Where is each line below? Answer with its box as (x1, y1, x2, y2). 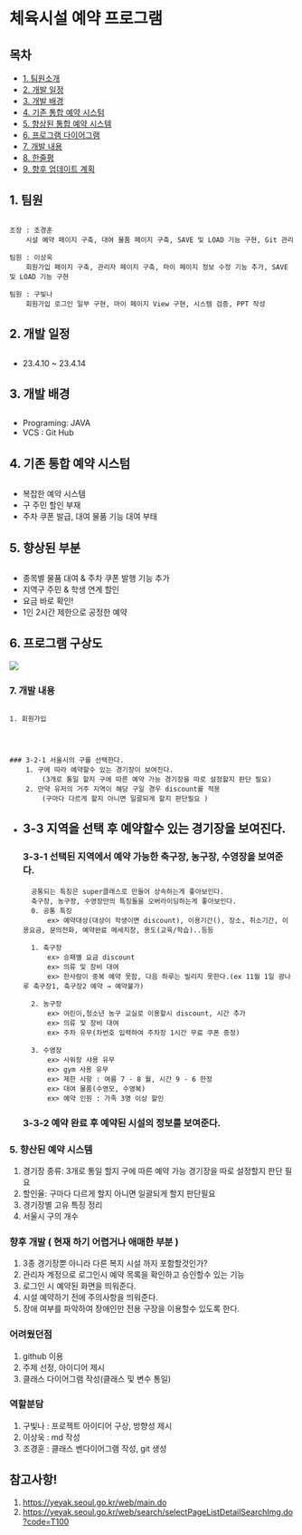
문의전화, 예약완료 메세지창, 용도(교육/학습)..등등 (49, 926, 214, 935)
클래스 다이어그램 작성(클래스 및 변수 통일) (22, 1373, 172, 1384)
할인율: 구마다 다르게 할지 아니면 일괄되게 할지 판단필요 (22, 1188, 216, 1199)
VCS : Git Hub (22, 427, 74, 438)
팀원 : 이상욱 (9, 253, 53, 262)
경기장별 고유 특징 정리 (22, 1199, 103, 1210)
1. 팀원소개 (22, 73, 61, 83)
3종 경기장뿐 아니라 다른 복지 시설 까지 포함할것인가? (22, 1258, 208, 1269)
